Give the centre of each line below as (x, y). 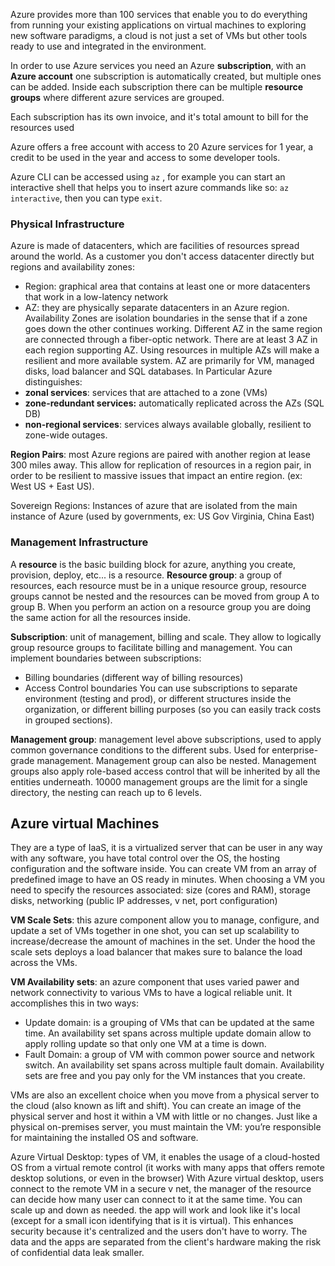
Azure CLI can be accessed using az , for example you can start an (148, 177)
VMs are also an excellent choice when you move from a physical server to (165, 1095)
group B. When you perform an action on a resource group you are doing (161, 606)
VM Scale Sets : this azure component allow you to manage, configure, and (165, 920)
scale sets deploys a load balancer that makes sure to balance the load (156, 952)
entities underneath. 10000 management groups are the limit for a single (159, 781)
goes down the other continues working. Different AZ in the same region (173, 329)
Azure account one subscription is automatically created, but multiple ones (166, 76)
